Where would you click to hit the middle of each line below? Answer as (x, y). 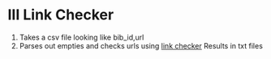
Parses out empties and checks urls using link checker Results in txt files (141, 45)
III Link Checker (61, 15)
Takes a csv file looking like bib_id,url (82, 37)
